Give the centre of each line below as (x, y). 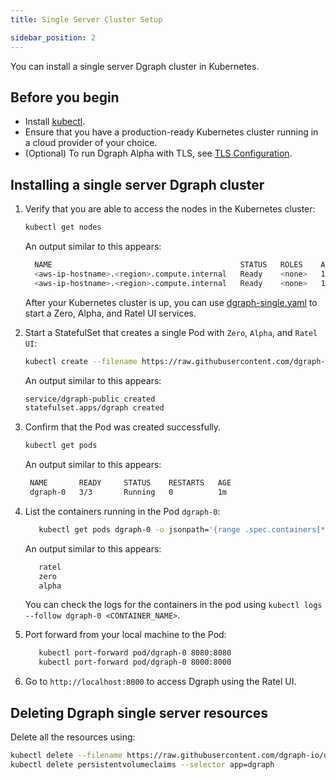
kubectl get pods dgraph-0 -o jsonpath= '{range (139, 529)
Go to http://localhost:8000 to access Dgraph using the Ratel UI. (160, 682)
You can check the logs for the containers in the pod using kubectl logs (173, 605)
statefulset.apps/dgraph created (94, 408)
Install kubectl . (55, 122)
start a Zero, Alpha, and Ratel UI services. (110, 313)
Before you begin (65, 97)
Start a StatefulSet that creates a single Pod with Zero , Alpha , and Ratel (171, 332)
